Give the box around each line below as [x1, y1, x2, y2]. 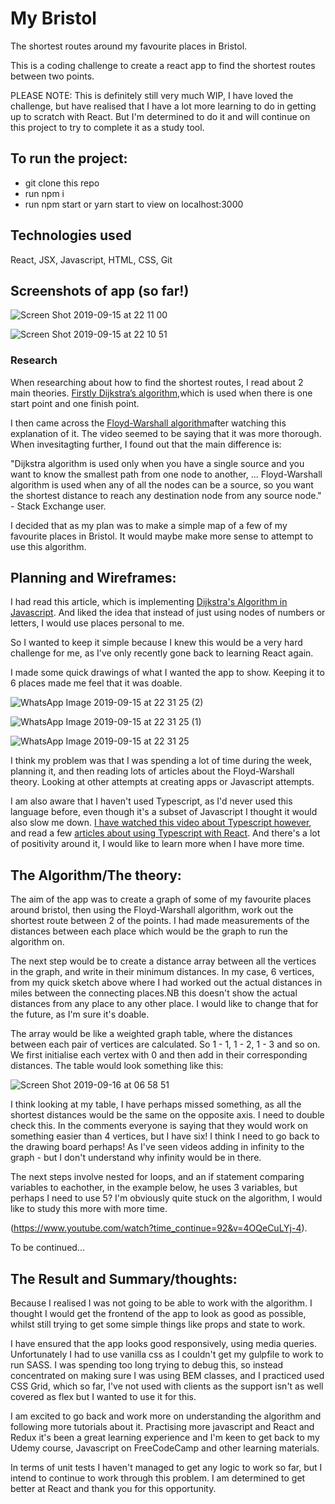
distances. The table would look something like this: [10, 1060, 224, 1072]
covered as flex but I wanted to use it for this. [10, 1391, 197, 1403]
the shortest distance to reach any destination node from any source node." [10, 489, 322, 501]
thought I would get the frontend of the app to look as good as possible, [10, 1308, 307, 1320]
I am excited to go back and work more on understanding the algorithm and [10, 1410, 322, 1422]
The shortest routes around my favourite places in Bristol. [10, 40, 248, 52]
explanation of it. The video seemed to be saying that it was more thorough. [10, 427, 322, 439]
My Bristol [10, 7, 97, 30]
